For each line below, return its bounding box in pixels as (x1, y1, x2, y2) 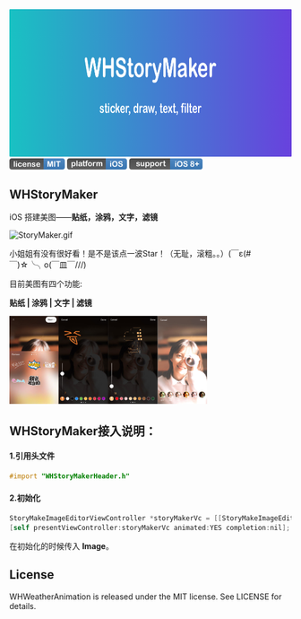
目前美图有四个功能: (9, 278, 83, 290)
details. (9, 600, 37, 611)
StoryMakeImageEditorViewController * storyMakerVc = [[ (9, 514, 222, 523)
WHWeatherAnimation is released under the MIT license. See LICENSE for (9, 591, 282, 602)
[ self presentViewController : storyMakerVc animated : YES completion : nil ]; (9, 524, 291, 533)
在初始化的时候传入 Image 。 (9, 540, 114, 551)
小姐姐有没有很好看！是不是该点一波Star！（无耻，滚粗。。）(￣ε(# (9, 248, 252, 259)
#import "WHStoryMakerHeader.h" (9, 472, 130, 481)
